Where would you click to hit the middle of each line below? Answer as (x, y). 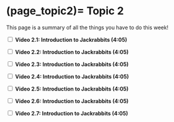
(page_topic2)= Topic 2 (65, 11)
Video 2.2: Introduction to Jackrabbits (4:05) (72, 52)
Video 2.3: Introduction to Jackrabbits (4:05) (72, 64)
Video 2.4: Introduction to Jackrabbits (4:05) (72, 76)
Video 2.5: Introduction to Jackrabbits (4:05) (72, 89)
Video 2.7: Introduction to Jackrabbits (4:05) (71, 113)
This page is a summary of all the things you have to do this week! (87, 27)
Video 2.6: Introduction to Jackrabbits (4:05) (72, 101)
